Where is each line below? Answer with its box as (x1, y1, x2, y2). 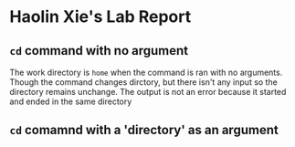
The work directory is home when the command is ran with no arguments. (9, 67, 283, 78)
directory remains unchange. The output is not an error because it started (9, 87, 287, 97)
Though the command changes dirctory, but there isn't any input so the (9, 77, 279, 88)
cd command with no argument (9, 43, 189, 58)
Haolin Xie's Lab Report (9, 6, 192, 27)
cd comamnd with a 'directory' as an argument (9, 122, 279, 138)
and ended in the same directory (9, 96, 132, 107)
